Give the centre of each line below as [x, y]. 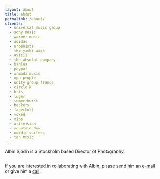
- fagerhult [22, 110]
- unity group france [32, 82]
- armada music [25, 74]
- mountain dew [25, 128]
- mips [16, 119]
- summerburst [24, 101]
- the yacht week [27, 51]
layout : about [20, 10]
